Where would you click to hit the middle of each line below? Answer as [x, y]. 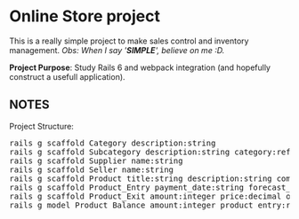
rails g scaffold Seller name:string [92, 169]
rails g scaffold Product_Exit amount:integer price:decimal [145, 196]
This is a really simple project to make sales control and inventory [129, 41]
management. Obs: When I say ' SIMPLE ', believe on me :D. [117, 50]
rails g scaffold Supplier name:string [96, 160]
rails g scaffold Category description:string [113, 143]
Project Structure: [41, 126]
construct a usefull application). [68, 76]
